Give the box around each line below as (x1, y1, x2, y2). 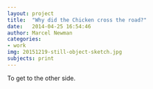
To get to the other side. (7, 74, 76, 82)
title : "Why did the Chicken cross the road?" (7, 17, 147, 23)
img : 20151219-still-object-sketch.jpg (7, 49, 123, 56)
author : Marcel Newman (7, 29, 73, 37)
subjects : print (7, 55, 54, 62)
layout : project (7, 10, 54, 17)
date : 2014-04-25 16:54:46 (7, 23, 91, 30)
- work (7, 42, 26, 49)
